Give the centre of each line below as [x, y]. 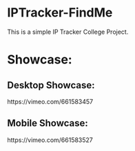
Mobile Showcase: [48, 123]
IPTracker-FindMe [60, 13]
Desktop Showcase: [51, 85]
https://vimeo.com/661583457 [50, 101]
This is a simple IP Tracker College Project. [68, 32]
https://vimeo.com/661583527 [50, 140]
